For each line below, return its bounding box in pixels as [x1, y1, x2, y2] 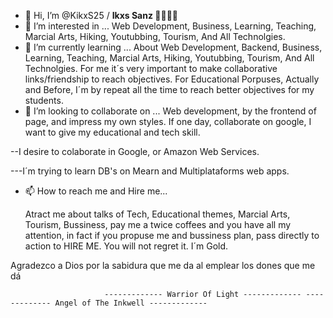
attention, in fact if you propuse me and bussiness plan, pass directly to [24, 230, 320, 241]
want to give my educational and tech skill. [24, 126, 201, 138]
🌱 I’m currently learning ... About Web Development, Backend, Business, [24, 41, 323, 53]
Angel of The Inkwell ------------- [54, 298, 208, 308]
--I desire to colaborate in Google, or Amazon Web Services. [10, 146, 260, 157]
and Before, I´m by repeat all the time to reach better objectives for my [24, 84, 315, 95]
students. [24, 95, 64, 106]
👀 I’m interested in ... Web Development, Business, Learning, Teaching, [24, 20, 317, 32]
